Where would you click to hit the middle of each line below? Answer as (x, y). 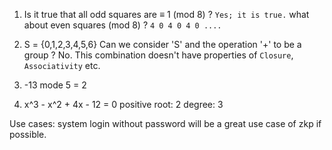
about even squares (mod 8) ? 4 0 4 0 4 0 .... (122, 25)
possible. (28, 134)
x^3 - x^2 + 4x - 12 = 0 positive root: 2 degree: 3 (123, 104)
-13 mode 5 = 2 (55, 85)
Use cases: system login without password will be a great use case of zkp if (165, 123)
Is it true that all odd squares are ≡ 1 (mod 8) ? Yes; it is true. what (166, 14)
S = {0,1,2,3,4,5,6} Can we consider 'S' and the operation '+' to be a (162, 44)
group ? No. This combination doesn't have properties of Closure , (158, 55)
